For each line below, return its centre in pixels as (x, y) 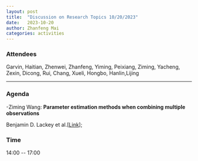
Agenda (18, 94)
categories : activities (35, 34)
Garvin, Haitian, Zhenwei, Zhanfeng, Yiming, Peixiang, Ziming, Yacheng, (93, 67)
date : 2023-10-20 (30, 22)
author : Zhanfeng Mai (33, 28)
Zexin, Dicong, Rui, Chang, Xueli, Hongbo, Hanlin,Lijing (73, 73)
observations (23, 113)
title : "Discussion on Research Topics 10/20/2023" (72, 17)
